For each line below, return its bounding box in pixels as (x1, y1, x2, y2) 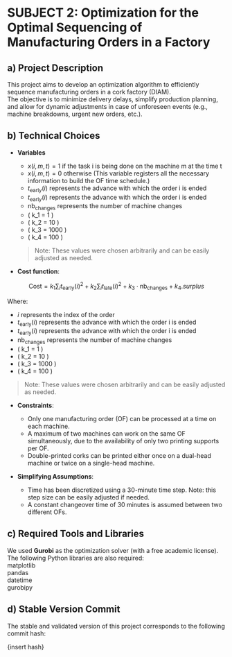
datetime (7, 576, 33, 584)
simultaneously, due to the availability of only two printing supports (27, 437, 220, 445)
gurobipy (7, 583, 33, 591)
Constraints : (17, 401, 54, 410)
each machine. (27, 422, 71, 431)
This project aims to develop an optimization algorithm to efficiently (7, 80, 199, 88)
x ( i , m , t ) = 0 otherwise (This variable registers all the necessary (27, 169, 210, 178)
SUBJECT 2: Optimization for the (7, 5, 199, 21)
